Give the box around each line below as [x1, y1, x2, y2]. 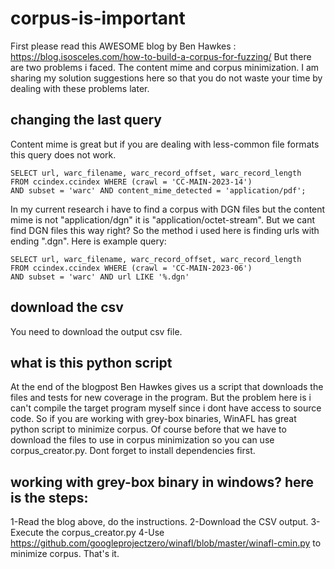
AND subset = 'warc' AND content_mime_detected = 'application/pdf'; [10, 185, 307, 196]
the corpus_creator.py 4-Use [45, 527, 165, 539]
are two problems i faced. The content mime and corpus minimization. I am [10, 61, 320, 73]
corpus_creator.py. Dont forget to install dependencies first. [10, 445, 256, 457]
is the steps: [10, 489, 89, 506]
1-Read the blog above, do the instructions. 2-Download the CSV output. [10, 516, 309, 528]
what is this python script [10, 354, 173, 371]
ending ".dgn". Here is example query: [10, 235, 167, 247]
